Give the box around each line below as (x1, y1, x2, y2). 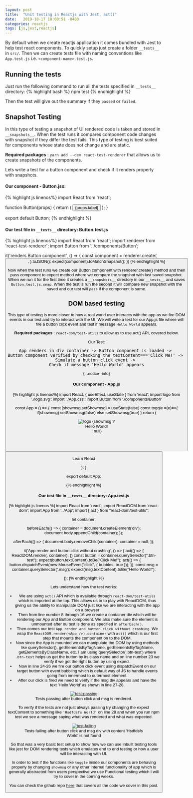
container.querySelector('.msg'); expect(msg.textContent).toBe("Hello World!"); (11, 567, 156, 572)
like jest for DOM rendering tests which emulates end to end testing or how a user (8, 747, 159, 752)
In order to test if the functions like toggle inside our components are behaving (11, 760, 156, 765)
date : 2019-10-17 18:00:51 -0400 (5, 16, 79, 21)
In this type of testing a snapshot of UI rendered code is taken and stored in (5, 126, 161, 132)
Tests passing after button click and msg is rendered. (35, 696, 133, 702)
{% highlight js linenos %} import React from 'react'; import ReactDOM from (8, 503, 147, 509)
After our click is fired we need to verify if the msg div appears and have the (18, 678, 157, 683)
